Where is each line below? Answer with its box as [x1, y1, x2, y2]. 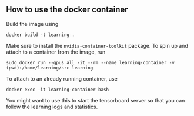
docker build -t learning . [6, 32, 75, 38]
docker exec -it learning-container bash [6, 87, 109, 92]
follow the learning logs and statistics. [6, 103, 98, 110]
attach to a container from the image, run [6, 48, 106, 55]
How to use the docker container [6, 5, 128, 15]
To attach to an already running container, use [6, 75, 118, 82]
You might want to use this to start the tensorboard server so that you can [6, 97, 185, 104]
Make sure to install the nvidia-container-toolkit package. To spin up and [6, 42, 188, 49]
